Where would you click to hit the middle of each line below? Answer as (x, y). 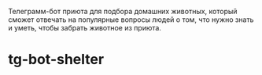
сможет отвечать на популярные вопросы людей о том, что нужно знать (131, 20)
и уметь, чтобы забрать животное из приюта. (85, 28)
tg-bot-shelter (56, 60)
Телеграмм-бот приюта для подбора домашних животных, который (123, 11)
